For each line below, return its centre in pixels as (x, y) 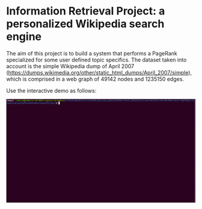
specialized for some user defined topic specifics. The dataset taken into (96, 60)
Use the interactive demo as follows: (51, 90)
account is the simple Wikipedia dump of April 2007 (70, 66)
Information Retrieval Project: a (86, 11)
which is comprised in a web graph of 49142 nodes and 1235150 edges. (95, 79)
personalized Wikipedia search (85, 24)
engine (24, 37)
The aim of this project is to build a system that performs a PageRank (92, 53)
